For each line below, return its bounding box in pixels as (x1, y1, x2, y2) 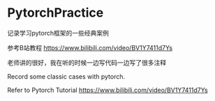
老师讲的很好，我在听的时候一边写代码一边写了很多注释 (7, 58, 166, 67)
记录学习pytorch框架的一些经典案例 (7, 29, 110, 37)
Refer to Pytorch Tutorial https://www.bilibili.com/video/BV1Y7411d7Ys (7, 86, 208, 94)
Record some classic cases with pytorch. (7, 72, 126, 81)
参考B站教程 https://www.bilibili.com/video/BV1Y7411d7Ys (7, 43, 173, 52)
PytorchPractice (7, 5, 104, 21)
